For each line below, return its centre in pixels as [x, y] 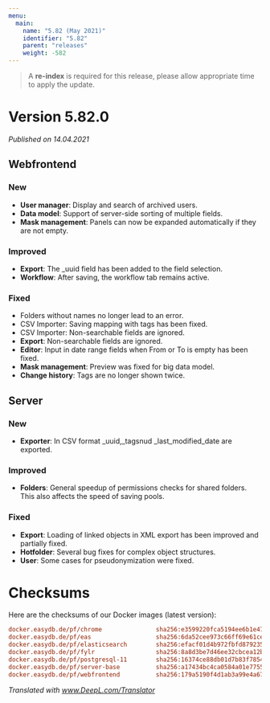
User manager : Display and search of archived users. [109, 205]
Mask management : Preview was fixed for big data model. [117, 367]
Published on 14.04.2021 [49, 139]
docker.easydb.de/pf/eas [50, 637]
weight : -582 [45, 53]
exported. [36, 449]
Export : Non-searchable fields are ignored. [91, 341]
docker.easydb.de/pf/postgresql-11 [68, 660]
